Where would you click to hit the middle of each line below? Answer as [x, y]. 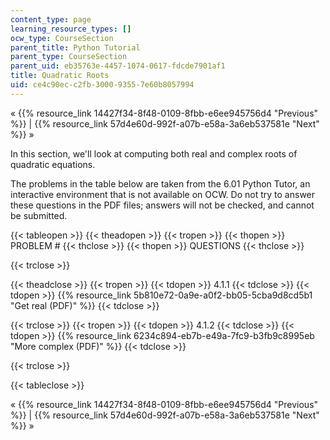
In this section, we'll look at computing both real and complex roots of [154, 153]
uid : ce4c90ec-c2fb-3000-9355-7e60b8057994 [102, 85]
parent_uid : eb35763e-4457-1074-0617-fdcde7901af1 [118, 66]
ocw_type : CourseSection [62, 38]
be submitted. [39, 215]
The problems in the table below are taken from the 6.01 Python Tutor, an [160, 183]
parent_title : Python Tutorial [75, 47]
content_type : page [51, 19]
